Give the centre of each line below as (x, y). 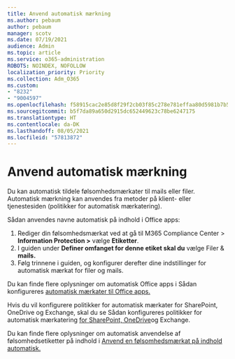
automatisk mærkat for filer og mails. (70, 271)
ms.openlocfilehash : (37, 105)
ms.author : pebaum (34, 20)
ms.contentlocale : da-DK (43, 124)
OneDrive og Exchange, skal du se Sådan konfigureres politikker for (105, 313)
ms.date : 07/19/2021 (37, 40)
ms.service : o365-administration (56, 59)
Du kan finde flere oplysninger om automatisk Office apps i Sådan (102, 284)
